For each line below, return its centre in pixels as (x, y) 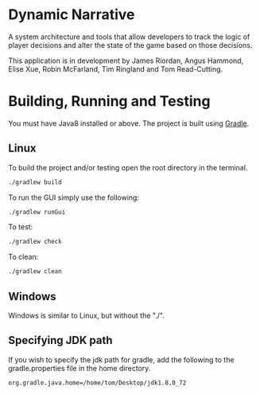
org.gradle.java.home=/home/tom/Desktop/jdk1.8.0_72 (97, 383)
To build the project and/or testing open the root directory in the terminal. (128, 167)
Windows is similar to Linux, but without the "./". (86, 315)
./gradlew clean (35, 272)
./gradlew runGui (37, 212)
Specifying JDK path (60, 340)
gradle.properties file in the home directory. (80, 368)
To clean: (23, 257)
